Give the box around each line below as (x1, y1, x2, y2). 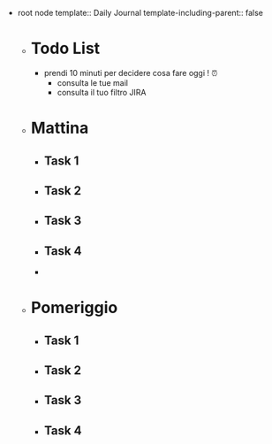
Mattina (30, 119, 89, 138)
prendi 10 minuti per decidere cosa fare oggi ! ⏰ (43, 67, 218, 78)
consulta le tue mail (57, 77, 128, 88)
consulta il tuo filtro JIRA (57, 87, 147, 97)
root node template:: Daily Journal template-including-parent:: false (17, 8, 263, 18)
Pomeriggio (30, 298, 118, 318)
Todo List (30, 39, 101, 58)
